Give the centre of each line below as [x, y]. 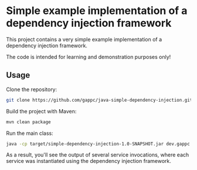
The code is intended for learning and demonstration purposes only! [89, 57]
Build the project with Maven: [41, 111]
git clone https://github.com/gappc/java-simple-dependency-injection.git [99, 100]
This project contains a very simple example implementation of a [84, 39]
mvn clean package [28, 122]
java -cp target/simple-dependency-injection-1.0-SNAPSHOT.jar [85, 144]
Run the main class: [30, 133]
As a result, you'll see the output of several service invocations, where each [98, 155]
